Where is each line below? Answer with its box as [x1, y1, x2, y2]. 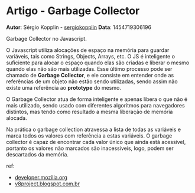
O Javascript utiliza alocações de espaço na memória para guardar [6, 46, 170, 54]
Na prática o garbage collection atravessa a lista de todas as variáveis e [6, 126, 181, 133]
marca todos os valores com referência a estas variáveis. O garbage [6, 132, 173, 139]
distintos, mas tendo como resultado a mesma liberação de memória [6, 108, 173, 115]
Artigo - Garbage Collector [6, 4, 140, 18]
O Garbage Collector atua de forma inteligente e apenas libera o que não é [6, 96, 188, 103]
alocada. [6, 114, 28, 122]
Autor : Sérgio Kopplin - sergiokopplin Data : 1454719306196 [6, 24, 152, 31]
